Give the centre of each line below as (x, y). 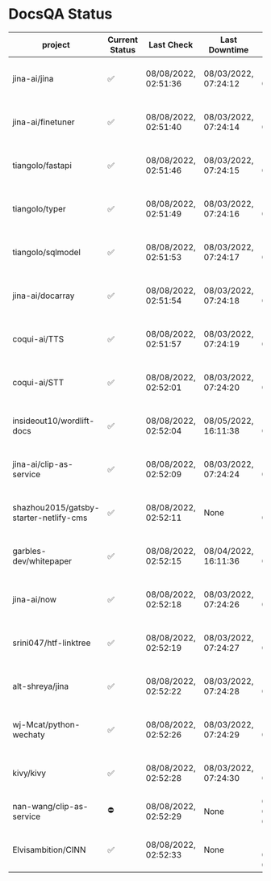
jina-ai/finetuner (44, 122)
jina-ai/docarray (44, 296)
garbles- (29, 551)
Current (123, 40)
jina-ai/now (35, 599)
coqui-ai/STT (38, 382)
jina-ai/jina (33, 78)
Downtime (229, 49)
